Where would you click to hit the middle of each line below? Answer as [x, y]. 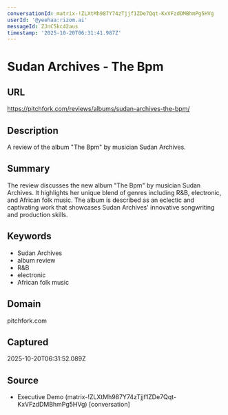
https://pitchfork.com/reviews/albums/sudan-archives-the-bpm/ [99, 109]
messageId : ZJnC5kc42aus [43, 26]
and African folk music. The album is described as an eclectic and [101, 200]
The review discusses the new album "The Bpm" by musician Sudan [104, 185]
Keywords [29, 236]
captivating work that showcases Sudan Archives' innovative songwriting [111, 207]
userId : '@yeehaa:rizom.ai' [48, 20]
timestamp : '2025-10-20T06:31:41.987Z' [64, 33]
